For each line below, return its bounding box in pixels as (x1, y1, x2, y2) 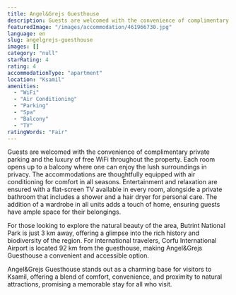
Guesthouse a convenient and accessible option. (7, 251, 150, 260)
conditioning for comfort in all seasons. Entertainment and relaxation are (7, 178, 218, 186)
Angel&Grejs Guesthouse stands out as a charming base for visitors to (7, 265, 212, 274)
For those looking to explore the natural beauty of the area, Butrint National (7, 222, 226, 230)
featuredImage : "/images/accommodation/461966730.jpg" (7, 23, 172, 30)
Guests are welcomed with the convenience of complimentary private (7, 147, 210, 156)
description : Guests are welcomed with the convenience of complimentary (7, 17, 230, 24)
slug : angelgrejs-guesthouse (7, 37, 93, 44)
